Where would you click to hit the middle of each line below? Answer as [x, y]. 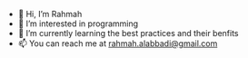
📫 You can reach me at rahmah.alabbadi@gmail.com [118, 43]
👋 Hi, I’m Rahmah [50, 14]
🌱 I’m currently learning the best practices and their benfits [128, 33]
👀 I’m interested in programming [78, 24]
